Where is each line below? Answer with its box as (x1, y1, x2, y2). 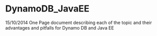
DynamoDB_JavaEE (5, 3, 90, 14)
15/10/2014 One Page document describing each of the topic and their (5, 19, 152, 25)
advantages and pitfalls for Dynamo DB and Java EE (5, 24, 114, 30)
